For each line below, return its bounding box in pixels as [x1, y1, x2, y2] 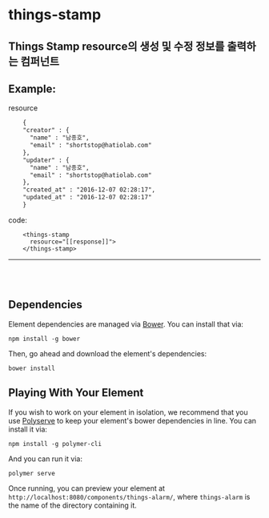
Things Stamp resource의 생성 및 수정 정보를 [8, 39, 225, 53]
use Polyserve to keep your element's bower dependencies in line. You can [8, 416, 257, 425]
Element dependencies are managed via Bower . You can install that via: [8, 319, 244, 329]
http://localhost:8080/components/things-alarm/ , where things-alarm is [8, 492, 251, 501]
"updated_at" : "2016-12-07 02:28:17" [22, 194, 152, 202]
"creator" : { [22, 126, 70, 135]
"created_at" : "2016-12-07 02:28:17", [22, 186, 156, 194]
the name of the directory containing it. [8, 500, 138, 510]
